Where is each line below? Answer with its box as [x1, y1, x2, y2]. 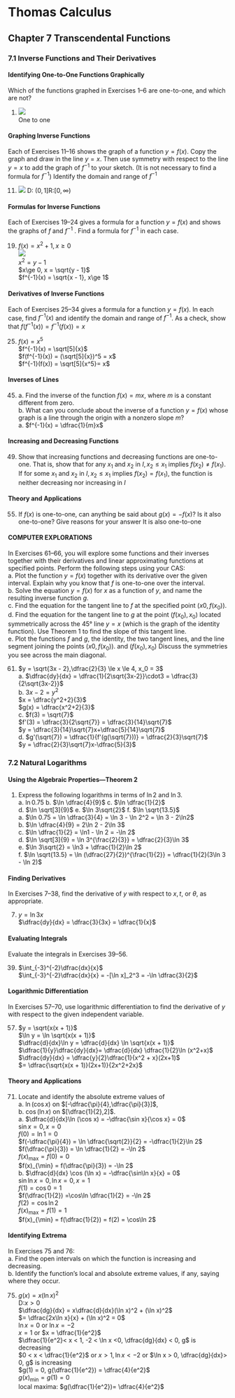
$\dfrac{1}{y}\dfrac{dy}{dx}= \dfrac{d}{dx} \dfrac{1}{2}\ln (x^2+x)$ [17, 1046, 214, 1054]
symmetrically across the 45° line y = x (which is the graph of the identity [8, 619, 220, 628]
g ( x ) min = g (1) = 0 [17, 1373, 70, 1383]
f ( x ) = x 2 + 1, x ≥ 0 [17, 240, 71, 250]
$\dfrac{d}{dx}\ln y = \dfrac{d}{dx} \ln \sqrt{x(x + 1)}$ [17, 1038, 174, 1046]
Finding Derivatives [8, 874, 66, 882]
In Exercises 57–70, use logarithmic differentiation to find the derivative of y [8, 1002, 226, 1011]
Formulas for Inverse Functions [8, 202, 101, 211]
